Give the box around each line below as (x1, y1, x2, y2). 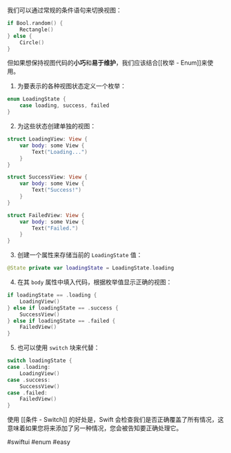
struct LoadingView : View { (7, 136, 88, 143)
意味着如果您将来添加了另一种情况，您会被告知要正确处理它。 (7, 424, 183, 432)
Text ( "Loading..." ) (32, 148, 88, 155)
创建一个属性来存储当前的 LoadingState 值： (17, 251, 143, 259)
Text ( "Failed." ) (32, 225, 79, 232)
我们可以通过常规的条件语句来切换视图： (7, 6, 122, 14)
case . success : (7, 376, 51, 383)
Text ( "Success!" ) (32, 187, 81, 194)
